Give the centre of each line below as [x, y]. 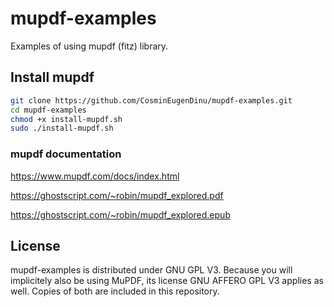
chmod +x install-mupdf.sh [66, 119]
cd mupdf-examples [48, 110]
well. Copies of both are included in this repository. [115, 291]
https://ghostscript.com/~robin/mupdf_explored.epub [120, 214]
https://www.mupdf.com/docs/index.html [95, 176]
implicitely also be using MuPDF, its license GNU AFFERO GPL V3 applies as [167, 281]
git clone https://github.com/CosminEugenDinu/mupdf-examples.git [151, 100]
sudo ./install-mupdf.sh [62, 128]
